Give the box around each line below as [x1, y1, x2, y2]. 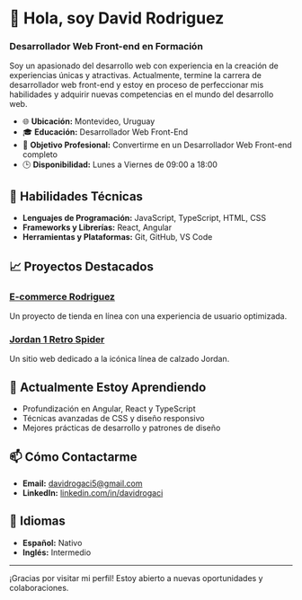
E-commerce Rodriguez [9, 290, 115, 303]
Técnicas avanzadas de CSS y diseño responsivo [22, 413, 205, 424]
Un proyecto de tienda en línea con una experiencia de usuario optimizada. [9, 310, 288, 322]
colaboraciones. [9, 582, 69, 593]
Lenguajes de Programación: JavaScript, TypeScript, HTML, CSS [22, 213, 267, 224]
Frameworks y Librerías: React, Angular [22, 222, 173, 233]
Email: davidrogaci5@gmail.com [22, 478, 143, 489]
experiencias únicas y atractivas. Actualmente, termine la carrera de [9, 70, 262, 81]
